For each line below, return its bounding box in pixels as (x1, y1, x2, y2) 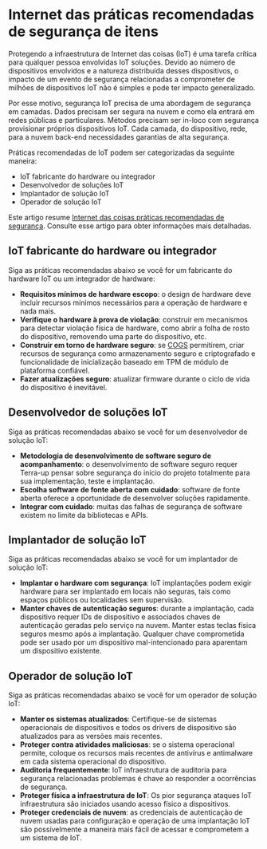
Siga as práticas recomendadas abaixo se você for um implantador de (8, 555, 238, 564)
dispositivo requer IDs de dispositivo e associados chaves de (19, 612, 221, 622)
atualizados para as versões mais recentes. (19, 732, 163, 741)
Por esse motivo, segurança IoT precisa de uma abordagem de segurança (8, 98, 251, 108)
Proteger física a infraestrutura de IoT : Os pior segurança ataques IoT (19, 791, 253, 800)
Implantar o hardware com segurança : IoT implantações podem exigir (19, 579, 252, 588)
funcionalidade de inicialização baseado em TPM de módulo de (19, 357, 229, 366)
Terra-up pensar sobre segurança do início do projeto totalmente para (19, 468, 251, 477)
